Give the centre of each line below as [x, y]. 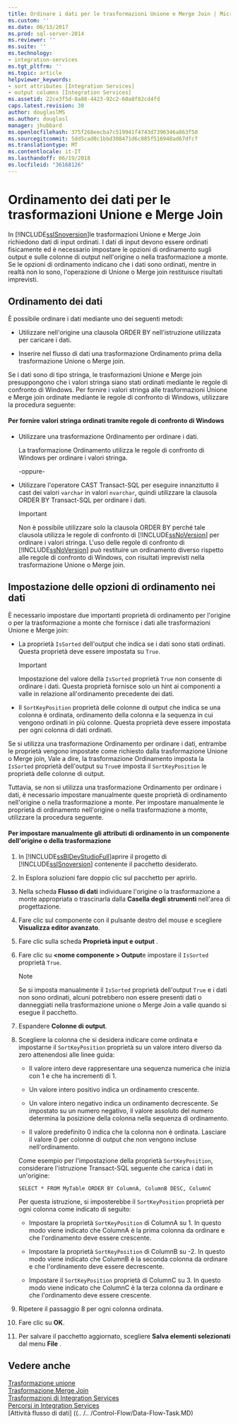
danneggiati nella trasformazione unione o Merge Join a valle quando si [122, 1005]
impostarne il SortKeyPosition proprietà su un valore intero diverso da [120, 1047]
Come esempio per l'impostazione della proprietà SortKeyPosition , [115, 1160]
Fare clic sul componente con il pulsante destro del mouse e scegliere [120, 920]
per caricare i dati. [45, 340]
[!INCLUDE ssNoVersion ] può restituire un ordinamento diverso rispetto [121, 550]
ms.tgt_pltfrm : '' [35, 66]
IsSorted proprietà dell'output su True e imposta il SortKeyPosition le [107, 766]
